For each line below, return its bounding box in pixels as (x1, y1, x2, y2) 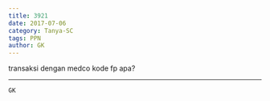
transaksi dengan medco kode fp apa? (8, 63, 136, 73)
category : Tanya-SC (8, 26, 74, 34)
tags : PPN (8, 34, 42, 42)
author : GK (8, 42, 45, 50)
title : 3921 (8, 11, 48, 20)
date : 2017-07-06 (8, 19, 67, 27)
